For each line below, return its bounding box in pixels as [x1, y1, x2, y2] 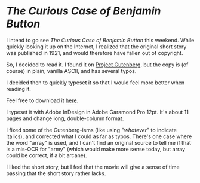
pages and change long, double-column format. [6, 115, 124, 122]
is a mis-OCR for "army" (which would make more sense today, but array [6, 145, 186, 152]
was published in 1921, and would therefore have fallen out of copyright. [6, 49, 183, 56]
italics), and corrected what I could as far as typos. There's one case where [6, 133, 192, 140]
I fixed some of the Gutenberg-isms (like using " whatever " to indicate [6, 126, 177, 133]
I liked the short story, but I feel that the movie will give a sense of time [6, 163, 180, 170]
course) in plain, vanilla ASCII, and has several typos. [6, 67, 137, 74]
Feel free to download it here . [6, 97, 79, 104]
